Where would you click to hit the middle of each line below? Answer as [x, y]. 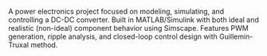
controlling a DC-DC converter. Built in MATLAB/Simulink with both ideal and [133, 20]
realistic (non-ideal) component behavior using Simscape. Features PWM [128, 28]
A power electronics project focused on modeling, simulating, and [116, 11]
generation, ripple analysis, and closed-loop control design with [113, 36]
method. [44, 45]
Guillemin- [236, 36]
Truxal [19, 45]
